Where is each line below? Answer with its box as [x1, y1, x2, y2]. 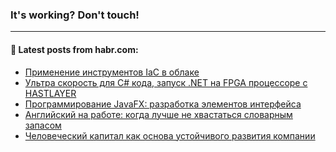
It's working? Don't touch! [10, 8, 140, 22]
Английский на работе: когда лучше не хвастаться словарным [24, 108, 293, 120]
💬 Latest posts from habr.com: [10, 43, 139, 55]
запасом [24, 119, 62, 131]
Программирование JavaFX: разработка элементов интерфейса [24, 98, 302, 110]
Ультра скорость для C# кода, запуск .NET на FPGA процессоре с [24, 76, 308, 88]
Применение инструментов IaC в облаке [24, 66, 200, 78]
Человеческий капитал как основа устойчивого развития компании [24, 129, 316, 142]
